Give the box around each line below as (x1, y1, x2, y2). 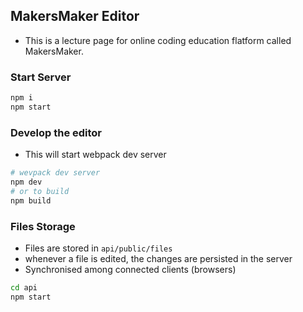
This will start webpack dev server (24, 149, 167, 161)
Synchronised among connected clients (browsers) (24, 263, 237, 275)
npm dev (10, 177, 43, 188)
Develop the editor (10, 125, 103, 139)
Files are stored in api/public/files (24, 242, 173, 254)
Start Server (10, 70, 72, 84)
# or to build (10, 186, 70, 196)
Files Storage (10, 219, 76, 233)
